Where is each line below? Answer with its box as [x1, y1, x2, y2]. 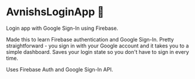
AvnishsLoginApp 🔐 [6, 5, 105, 19]
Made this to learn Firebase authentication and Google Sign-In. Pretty [6, 36, 174, 43]
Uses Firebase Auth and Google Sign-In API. [6, 66, 113, 73]
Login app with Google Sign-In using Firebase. [6, 25, 119, 32]
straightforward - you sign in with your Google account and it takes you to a [6, 42, 189, 49]
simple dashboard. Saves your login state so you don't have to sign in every [6, 48, 189, 55]
